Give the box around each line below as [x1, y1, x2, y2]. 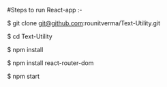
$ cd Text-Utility [7, 32, 52, 40]
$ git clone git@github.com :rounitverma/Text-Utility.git [7, 19, 161, 27]
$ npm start [7, 72, 40, 80]
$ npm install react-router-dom [7, 59, 94, 67]
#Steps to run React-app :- [7, 6, 83, 14]
